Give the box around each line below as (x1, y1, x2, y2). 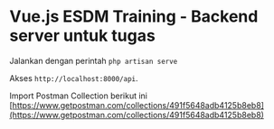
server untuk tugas (9, 25, 156, 46)
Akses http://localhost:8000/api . (9, 72, 138, 83)
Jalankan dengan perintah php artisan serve (9, 55, 178, 66)
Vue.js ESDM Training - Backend (9, 6, 259, 27)
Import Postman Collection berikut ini (9, 90, 147, 101)
